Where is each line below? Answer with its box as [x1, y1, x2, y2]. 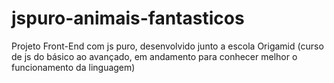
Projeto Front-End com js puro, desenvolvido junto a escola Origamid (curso [11, 40, 324, 52]
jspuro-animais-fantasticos [11, 7, 245, 30]
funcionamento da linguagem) [11, 61, 136, 73]
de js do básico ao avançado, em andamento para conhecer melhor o [11, 50, 298, 62]
